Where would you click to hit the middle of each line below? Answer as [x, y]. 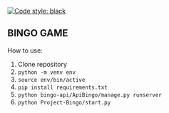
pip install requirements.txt [63, 87]
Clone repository [42, 64]
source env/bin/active [51, 80]
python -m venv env [47, 72]
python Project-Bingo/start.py [64, 102]
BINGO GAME [38, 33]
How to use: [25, 50]
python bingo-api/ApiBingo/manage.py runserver [89, 95]
